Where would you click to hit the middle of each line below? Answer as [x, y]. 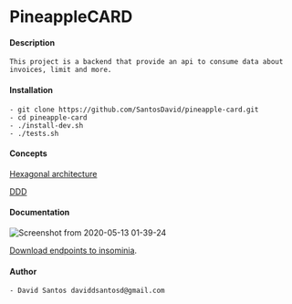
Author [23, 271]
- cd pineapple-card [49, 117]
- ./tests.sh [34, 133]
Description [32, 42]
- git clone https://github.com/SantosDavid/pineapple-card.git [134, 110]
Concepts [28, 153]
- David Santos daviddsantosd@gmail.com [88, 291]
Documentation [40, 213]
